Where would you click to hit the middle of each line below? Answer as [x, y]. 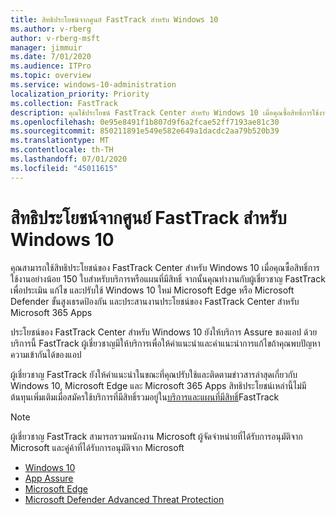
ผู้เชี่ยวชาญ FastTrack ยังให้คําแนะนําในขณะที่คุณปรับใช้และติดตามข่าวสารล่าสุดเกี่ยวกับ [154, 374]
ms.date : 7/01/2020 [51, 57]
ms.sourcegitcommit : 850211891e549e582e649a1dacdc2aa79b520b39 [145, 131]
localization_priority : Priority [80, 94]
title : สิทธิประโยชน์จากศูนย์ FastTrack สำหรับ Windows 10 [114, 19]
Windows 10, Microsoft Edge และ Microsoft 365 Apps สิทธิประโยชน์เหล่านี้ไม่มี [158, 385]
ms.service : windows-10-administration [93, 85]
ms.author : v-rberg [51, 29]
